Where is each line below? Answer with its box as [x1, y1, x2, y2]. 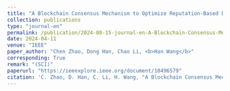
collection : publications [7, 16, 81, 23]
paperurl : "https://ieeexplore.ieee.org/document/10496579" [7, 67, 183, 74]
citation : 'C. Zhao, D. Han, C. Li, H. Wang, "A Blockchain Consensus [7, 73, 213, 81]
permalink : [7, 29, 38, 36]
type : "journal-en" [7, 23, 63, 29]
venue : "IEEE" [7, 42, 48, 49]
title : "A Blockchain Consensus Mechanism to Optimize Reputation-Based [7, 10, 219, 17]
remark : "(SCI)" [7, 61, 53, 68]
